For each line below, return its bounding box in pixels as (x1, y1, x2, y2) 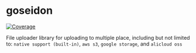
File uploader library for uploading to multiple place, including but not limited (6, 34, 190, 41)
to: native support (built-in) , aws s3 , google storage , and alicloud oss (6, 40, 183, 47)
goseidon (6, 4, 53, 17)
